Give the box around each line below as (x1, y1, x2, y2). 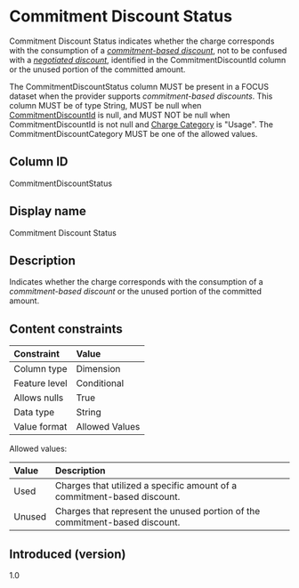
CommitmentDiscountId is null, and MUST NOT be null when (9, 109, 230, 120)
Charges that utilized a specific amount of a (54, 479, 238, 492)
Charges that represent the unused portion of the (54, 505, 261, 518)
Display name (9, 204, 86, 219)
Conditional (76, 377, 125, 390)
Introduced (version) (9, 546, 126, 561)
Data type (13, 407, 55, 419)
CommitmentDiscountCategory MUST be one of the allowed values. (9, 128, 258, 139)
